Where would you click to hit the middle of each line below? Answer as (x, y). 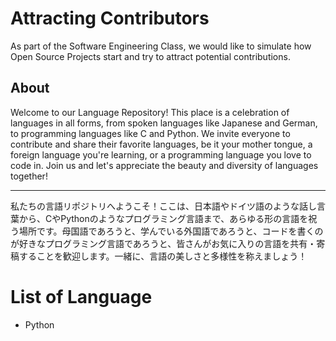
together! (29, 176)
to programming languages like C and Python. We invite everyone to (150, 133)
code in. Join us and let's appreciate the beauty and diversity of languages (164, 165)
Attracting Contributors (110, 18)
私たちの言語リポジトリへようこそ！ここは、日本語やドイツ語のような (155, 206)
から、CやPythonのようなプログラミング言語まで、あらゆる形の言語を (163, 218)
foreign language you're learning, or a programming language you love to (161, 154)
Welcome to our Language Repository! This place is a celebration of (150, 112)
